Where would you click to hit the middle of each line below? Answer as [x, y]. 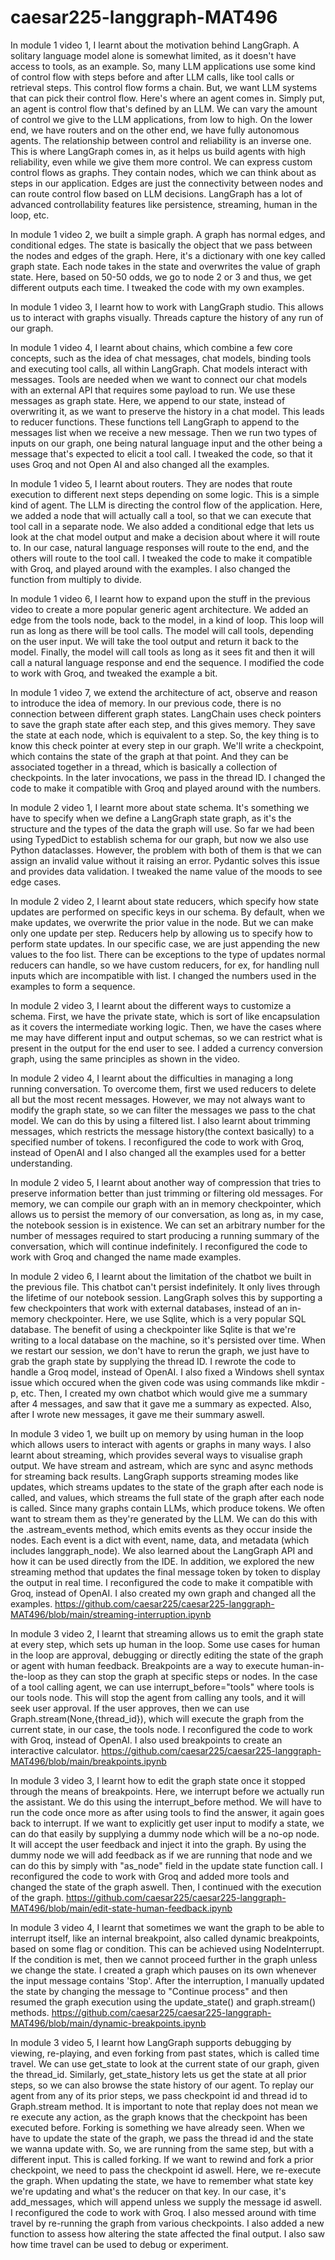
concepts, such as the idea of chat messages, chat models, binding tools [161, 358]
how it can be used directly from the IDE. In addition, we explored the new [162, 1561]
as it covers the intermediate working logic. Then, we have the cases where [166, 1027]
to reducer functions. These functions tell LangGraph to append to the [155, 422]
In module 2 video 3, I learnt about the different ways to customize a [151, 1005]
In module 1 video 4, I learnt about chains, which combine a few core [151, 347]
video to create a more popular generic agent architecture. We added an [159, 609]
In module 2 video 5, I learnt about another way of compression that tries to [166, 1182]
